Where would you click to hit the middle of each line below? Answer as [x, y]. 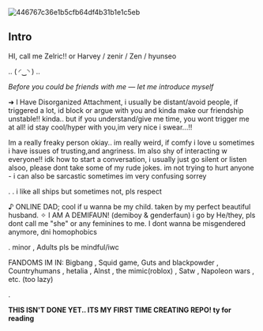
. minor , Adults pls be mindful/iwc [64, 247]
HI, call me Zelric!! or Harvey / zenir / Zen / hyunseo [92, 56]
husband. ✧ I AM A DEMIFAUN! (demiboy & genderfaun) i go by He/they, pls [132, 215]
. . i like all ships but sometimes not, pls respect [85, 191]
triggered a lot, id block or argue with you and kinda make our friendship [126, 110]
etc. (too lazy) [31, 279]
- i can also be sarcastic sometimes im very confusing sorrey [107, 176]
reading [21, 318]
